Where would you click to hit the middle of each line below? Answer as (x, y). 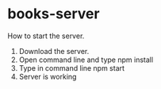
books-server (54, 14)
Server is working (48, 76)
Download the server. (54, 51)
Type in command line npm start (71, 68)
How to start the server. (46, 36)
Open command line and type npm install (86, 60)
